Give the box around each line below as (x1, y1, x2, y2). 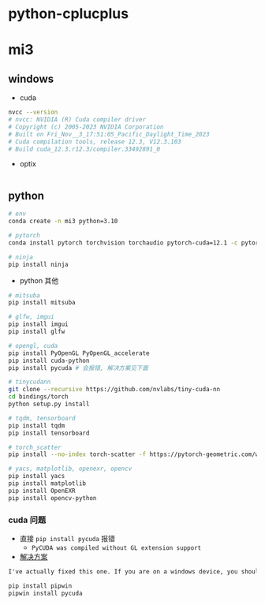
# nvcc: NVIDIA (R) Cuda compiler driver (8, 116, 147, 124)
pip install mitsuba (8, 299, 77, 307)
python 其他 (19, 275, 59, 285)
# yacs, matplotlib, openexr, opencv (8, 465, 132, 473)
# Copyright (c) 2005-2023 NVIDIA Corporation (8, 123, 164, 131)
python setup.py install (8, 400, 90, 408)
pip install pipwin (8, 581, 73, 590)
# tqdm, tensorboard (8, 414, 77, 422)
